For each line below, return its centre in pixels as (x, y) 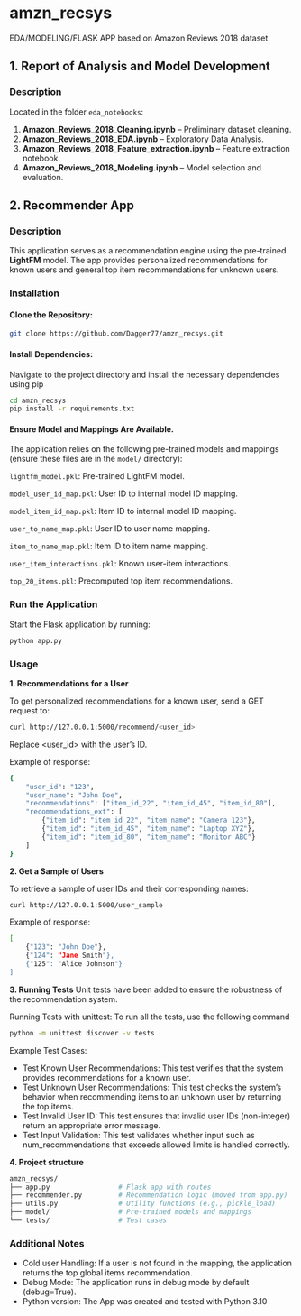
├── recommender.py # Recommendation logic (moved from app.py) (149, 1195)
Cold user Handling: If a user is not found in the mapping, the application (157, 1263)
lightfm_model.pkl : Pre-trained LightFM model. (97, 476)
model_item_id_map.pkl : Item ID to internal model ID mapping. (123, 511)
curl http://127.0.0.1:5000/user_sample (87, 905)
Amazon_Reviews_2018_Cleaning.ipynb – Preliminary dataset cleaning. (157, 129)
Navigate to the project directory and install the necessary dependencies (145, 374)
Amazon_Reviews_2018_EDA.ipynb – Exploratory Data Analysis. (143, 139)
